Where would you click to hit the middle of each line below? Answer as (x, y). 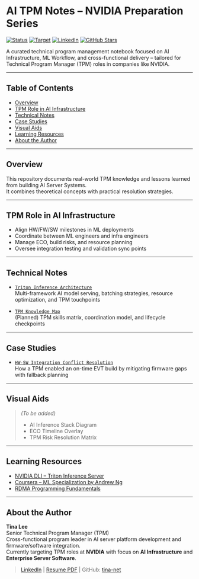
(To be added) (38, 413)
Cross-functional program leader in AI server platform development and (94, 539)
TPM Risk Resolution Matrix (63, 437)
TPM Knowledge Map (37, 312)
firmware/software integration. (44, 546)
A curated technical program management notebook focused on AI (88, 51)
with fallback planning (41, 375)
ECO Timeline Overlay (56, 431)
